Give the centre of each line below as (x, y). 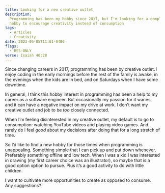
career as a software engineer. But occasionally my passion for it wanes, (79, 100)
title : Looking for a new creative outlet (49, 10)
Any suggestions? (23, 186)
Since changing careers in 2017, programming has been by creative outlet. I (81, 69)
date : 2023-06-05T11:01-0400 (35, 42)
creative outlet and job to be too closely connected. (57, 110)
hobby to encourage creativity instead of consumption (67, 23)
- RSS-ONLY (21, 51)
